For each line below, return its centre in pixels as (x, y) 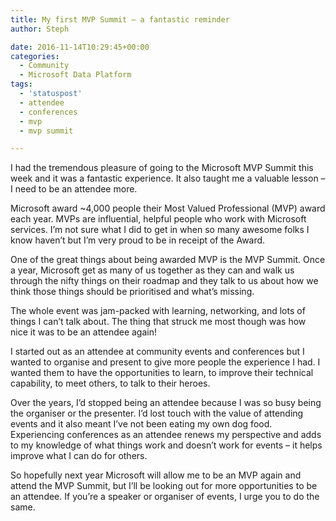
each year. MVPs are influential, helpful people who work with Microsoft (158, 219)
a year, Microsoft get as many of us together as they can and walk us (152, 270)
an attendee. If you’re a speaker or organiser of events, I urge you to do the (165, 497)
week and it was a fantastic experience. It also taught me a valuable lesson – (168, 178)
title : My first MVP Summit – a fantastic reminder (120, 19)
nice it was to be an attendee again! (83, 332)
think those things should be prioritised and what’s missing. (132, 292)
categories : (35, 56)
